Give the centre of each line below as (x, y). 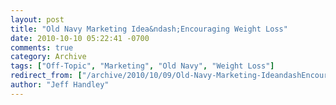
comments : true (42, 47)
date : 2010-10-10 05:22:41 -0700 (80, 38)
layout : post (37, 19)
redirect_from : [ (46, 76)
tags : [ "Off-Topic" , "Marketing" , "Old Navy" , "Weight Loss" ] (142, 66)
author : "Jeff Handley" (60, 85)
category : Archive (48, 57)
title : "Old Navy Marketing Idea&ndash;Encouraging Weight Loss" (149, 29)
